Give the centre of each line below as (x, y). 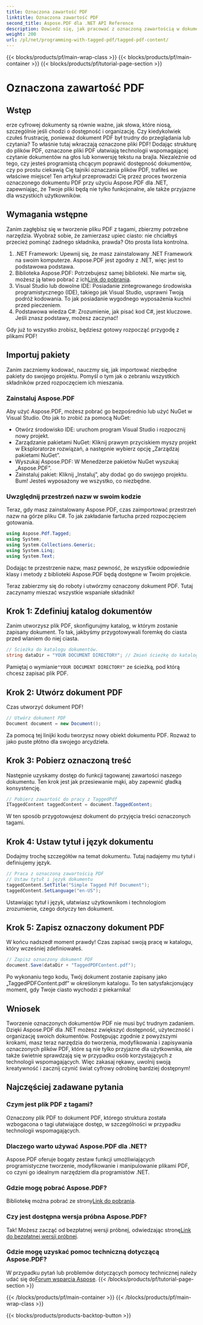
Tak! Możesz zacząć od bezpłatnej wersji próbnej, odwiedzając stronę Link (99, 1230)
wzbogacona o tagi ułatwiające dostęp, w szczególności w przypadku (94, 1124)
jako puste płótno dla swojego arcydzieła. (58, 741)
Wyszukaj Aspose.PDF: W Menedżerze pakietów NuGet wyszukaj (97, 461)
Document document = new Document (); (54, 723)
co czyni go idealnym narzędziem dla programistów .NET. (78, 1172)
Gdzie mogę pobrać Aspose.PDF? (57, 1188)
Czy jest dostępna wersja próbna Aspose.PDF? (76, 1217)
